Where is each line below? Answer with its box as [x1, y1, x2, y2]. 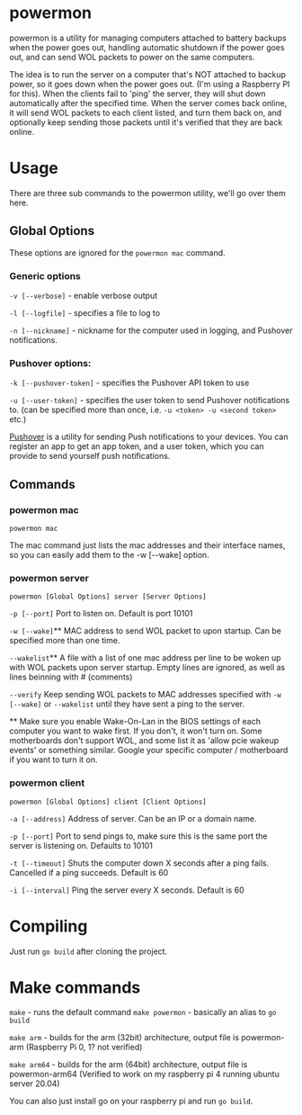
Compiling [9, 916, 88, 936]
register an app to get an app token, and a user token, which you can [9, 441, 264, 452]
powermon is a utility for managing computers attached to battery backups [9, 32, 287, 43]
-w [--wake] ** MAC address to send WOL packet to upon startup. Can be [9, 625, 281, 636]
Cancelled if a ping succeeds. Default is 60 [9, 867, 169, 877]
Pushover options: [9, 356, 92, 369]
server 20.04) [9, 1078, 60, 1089]
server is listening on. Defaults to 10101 [9, 840, 153, 850]
